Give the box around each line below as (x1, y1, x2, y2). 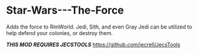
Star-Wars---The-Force (6, 4, 124, 17)
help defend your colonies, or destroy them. (6, 29, 113, 36)
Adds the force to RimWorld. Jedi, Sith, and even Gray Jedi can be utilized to (6, 23, 192, 30)
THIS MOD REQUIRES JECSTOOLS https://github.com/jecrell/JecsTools (6, 41, 180, 48)
